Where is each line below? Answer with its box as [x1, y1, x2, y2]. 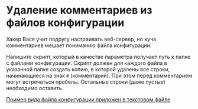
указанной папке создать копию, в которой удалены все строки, [6, 65, 170, 72]
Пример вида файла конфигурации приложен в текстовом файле [6, 95, 171, 103]
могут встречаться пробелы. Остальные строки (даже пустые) [6, 78, 165, 85]
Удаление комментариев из [6, 4, 152, 17]
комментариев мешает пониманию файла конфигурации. [6, 42, 152, 49]
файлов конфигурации [6, 16, 125, 29]
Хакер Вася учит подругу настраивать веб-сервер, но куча [6, 35, 157, 42]
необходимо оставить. [6, 84, 64, 91]
